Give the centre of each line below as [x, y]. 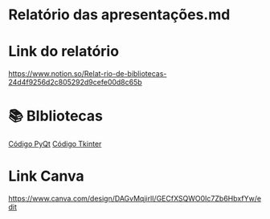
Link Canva [46, 176]
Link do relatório [63, 52]
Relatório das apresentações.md [119, 15]
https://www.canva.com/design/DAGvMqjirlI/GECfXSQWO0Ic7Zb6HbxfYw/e [135, 199]
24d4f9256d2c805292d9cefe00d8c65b [75, 83]
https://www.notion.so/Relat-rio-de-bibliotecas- [88, 74]
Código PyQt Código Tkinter [55, 144]
